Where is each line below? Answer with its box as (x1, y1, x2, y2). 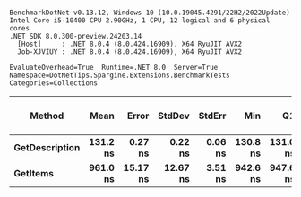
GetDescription (13, 141, 81, 153)
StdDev (158, 109, 190, 122)
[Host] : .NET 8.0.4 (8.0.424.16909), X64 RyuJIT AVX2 (17, 39, 243, 48)
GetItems (13, 167, 54, 179)
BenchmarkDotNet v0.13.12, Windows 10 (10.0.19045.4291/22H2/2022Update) (9, 8, 291, 17)
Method (30, 109, 64, 122)
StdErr (198, 109, 227, 122)
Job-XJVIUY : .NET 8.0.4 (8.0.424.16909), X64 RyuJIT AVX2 (17, 47, 243, 56)
